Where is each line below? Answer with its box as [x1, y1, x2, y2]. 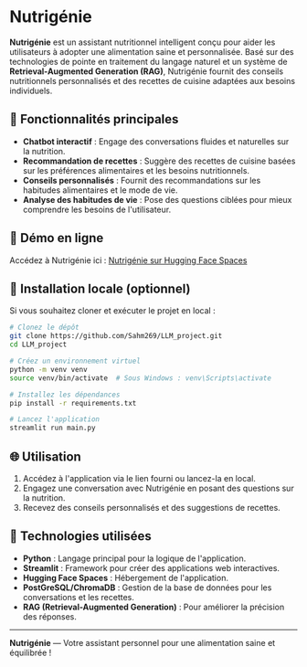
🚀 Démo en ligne [9, 230, 104, 246]
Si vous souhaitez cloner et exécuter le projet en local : [9, 305, 217, 316]
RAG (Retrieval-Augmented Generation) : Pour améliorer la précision [22, 601, 285, 612]
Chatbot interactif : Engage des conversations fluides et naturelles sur [22, 135, 290, 147]
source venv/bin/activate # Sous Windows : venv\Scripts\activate [9, 373, 272, 383]
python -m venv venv [9, 365, 89, 374]
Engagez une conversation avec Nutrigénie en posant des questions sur [22, 482, 294, 493]
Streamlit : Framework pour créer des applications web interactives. [22, 562, 281, 573]
